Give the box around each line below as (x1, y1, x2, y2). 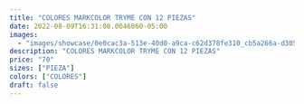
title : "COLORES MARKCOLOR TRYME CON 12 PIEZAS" (9, 13, 196, 23)
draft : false (9, 80, 59, 90)
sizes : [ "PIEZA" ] (9, 64, 75, 73)
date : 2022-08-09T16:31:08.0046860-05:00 (9, 22, 168, 31)
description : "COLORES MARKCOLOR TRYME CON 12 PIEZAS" (9, 47, 221, 56)
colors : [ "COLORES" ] (9, 72, 88, 81)
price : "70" (9, 55, 54, 64)
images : (9, 30, 39, 39)
